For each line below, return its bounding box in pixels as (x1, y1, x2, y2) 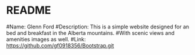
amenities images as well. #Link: (6, 35, 86, 43)
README (6, 4, 51, 17)
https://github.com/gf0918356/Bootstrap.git (6, 42, 114, 49)
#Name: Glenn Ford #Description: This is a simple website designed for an (6, 23, 190, 30)
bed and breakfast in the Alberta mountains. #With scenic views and (6, 29, 175, 36)
